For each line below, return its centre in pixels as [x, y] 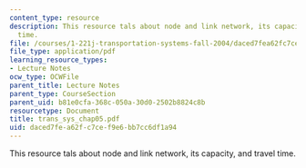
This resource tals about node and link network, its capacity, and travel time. [153, 153]
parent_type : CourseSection [63, 94]
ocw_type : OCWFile [44, 77]
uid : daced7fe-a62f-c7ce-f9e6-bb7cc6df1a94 [93, 128]
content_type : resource [55, 18]
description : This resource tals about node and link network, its [140, 26]
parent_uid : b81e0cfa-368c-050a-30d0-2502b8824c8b [107, 102]
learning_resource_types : [58, 60]
